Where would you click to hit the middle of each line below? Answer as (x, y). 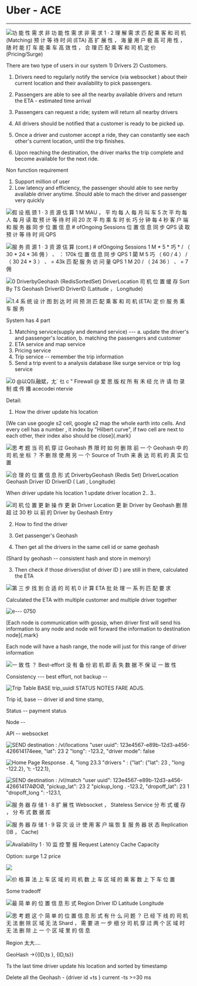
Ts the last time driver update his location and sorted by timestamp (87, 966)
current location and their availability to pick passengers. (83, 83)
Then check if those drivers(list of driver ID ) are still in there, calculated (101, 569)
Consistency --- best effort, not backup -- (57, 676)
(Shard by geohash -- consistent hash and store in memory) (79, 558)
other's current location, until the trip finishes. (70, 141)
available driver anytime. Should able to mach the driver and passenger (101, 194)
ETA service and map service (50, 344)
